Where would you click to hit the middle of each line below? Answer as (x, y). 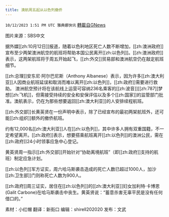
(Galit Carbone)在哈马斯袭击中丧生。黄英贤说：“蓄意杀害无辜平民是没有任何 (84, 192)
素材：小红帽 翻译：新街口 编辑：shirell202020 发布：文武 (66, 209)
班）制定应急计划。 (25, 158)
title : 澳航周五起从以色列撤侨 (34, 10)
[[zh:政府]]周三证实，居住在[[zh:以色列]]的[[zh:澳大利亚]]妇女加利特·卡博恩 (82, 186)
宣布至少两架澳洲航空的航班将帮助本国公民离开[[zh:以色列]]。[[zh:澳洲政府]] (84, 52)
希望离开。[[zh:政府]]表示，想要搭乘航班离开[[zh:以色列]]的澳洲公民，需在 (86, 135)
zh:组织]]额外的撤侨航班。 (40, 118)
